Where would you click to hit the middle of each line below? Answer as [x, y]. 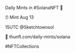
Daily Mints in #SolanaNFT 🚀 [34, 8]
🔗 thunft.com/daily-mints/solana [38, 37]
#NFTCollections [22, 46]
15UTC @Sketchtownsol [30, 27]
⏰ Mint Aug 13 [19, 17]
